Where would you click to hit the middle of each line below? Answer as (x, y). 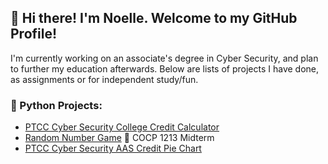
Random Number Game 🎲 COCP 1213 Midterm (119, 138)
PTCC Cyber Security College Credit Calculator (122, 127)
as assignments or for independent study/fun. (104, 79)
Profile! (34, 34)
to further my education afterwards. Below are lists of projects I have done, (165, 68)
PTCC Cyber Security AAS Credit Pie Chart (113, 148)
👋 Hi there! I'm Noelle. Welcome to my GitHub (154, 18)
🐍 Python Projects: (56, 105)
